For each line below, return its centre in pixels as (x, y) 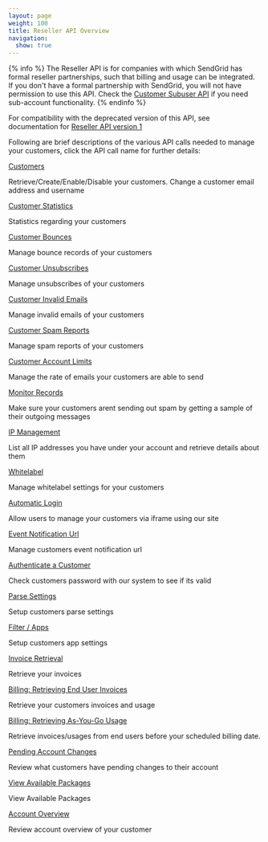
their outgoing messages (49, 417)
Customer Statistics (41, 206)
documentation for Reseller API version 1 (75, 127)
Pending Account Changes (53, 752)
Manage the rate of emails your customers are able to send (106, 377)
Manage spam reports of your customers (76, 346)
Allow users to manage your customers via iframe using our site (114, 519)
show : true (34, 46)
